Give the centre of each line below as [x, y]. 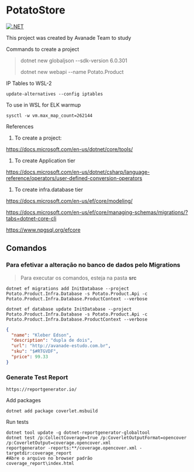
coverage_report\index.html [40, 464]
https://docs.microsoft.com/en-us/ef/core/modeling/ [70, 201]
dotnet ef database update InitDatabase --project [69, 309]
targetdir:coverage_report [39, 453]
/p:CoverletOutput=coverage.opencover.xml [58, 443]
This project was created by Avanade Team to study [69, 38]
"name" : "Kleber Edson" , [41, 335]
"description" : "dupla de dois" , [52, 341]
